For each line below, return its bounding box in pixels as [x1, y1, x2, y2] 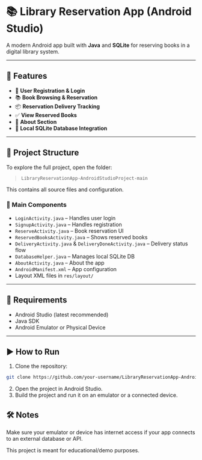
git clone [6, 374, 31, 381]
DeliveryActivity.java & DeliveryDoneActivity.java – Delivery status [14, 240, 188, 247]
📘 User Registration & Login [14, 87, 85, 94]
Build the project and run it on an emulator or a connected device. [14, 391, 179, 399]
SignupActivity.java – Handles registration [14, 221, 122, 228]
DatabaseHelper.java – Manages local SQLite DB [14, 253, 135, 260]
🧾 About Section [14, 118, 57, 125]
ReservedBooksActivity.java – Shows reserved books [14, 233, 148, 241]
